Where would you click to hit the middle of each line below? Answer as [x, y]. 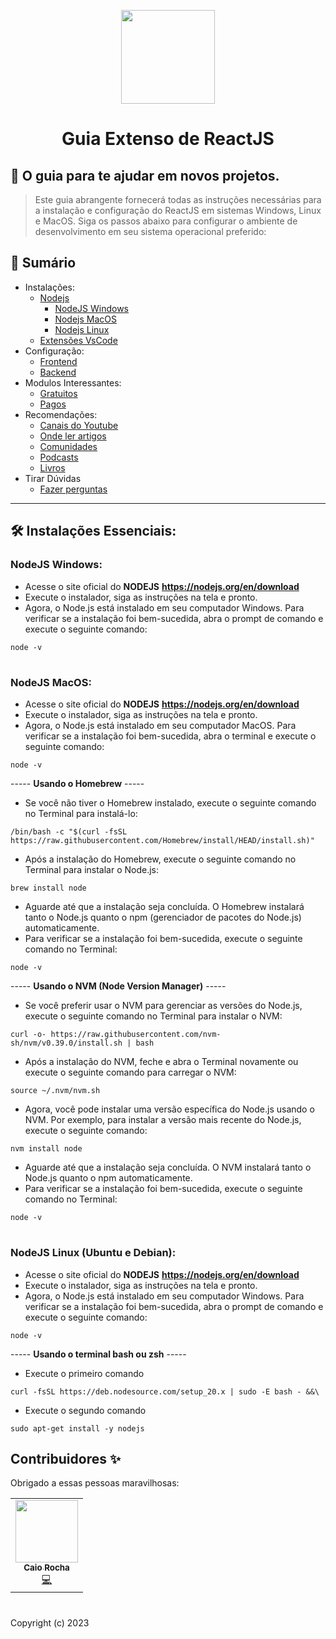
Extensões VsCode [78, 340]
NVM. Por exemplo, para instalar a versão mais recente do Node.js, [163, 1120]
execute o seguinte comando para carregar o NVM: [130, 1072]
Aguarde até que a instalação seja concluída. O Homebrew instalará [164, 907]
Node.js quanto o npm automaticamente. [108, 1178]
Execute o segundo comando [85, 1410]
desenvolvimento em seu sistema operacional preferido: [150, 231]
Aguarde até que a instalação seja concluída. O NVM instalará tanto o [168, 1167]
